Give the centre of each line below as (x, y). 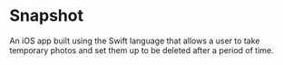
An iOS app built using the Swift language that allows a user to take (135, 41)
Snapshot (47, 16)
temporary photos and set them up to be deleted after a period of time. (141, 50)
